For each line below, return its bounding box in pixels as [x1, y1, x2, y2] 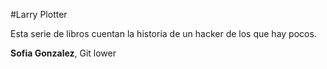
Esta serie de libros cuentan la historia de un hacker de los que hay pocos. [10, 28, 317, 39]
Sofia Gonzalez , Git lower [10, 47, 117, 59]
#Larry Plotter [10, 9, 68, 20]
